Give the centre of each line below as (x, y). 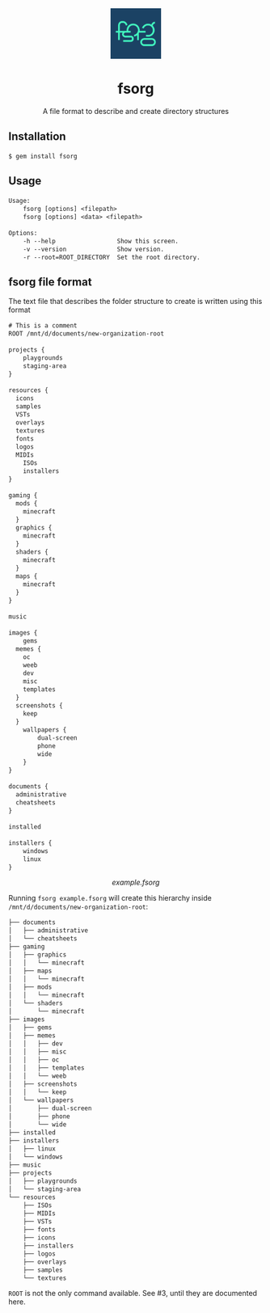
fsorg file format (50, 282)
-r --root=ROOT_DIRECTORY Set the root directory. (112, 257)
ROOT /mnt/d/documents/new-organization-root (86, 334)
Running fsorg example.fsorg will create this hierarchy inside (110, 898)
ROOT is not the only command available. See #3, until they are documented (133, 1294)
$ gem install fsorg (43, 156)
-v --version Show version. (93, 249)
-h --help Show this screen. (101, 241)
